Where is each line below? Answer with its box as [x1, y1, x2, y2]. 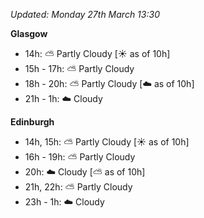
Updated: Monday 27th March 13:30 [10, 9, 160, 20]
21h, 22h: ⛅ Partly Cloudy [24, 181, 133, 193]
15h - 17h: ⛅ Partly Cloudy [24, 63, 135, 74]
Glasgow [10, 28, 48, 39]
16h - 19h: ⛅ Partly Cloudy [24, 151, 136, 163]
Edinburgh [10, 116, 55, 128]
